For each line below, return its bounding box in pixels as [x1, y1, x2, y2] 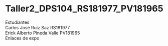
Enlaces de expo [5, 35, 40, 41]
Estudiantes [5, 19, 30, 25]
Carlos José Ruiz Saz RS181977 [5, 24, 70, 30]
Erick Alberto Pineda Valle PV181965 [5, 30, 80, 36]
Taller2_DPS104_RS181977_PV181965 [5, 3, 163, 14]
